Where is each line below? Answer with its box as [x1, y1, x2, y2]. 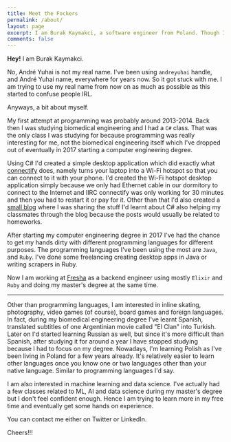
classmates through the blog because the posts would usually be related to [7, 211, 220, 219]
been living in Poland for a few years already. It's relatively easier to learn [7, 352, 214, 360]
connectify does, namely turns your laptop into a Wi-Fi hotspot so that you [7, 167, 218, 175]
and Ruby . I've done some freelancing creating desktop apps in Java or [7, 253, 208, 262]
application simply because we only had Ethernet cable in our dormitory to [7, 181, 219, 189]
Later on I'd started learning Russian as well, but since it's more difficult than [7, 330, 224, 338]
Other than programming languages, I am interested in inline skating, [7, 301, 201, 309]
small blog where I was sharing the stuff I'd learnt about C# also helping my [7, 203, 221, 211]
